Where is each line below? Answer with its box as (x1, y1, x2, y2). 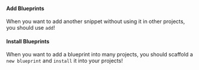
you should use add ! (6, 24, 55, 31)
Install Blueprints (6, 37, 50, 44)
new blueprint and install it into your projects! (6, 57, 123, 65)
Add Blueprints (6, 5, 45, 12)
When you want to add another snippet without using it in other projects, (6, 18, 185, 25)
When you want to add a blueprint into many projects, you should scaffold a (6, 51, 194, 58)
